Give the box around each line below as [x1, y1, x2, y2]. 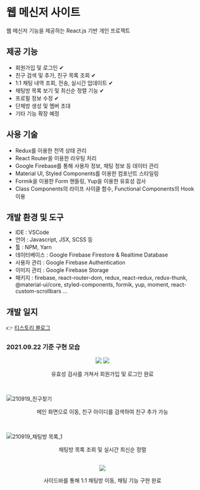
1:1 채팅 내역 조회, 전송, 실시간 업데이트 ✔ [15, 79, 113, 86]
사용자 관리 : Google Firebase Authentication [15, 259, 126, 266]
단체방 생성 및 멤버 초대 [15, 102, 71, 109]
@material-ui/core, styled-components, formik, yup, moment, [15, 281, 170, 288]
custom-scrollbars [15, 288, 62, 295]
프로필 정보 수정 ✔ [15, 94, 59, 101]
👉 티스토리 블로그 [6, 324, 51, 332]
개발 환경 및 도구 [6, 212, 64, 222]
